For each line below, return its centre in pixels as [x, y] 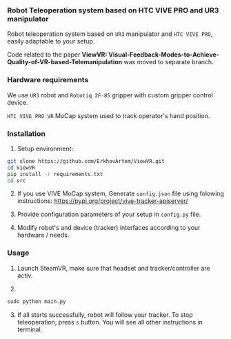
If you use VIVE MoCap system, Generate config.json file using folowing [120, 194]
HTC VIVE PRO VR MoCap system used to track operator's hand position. [109, 115]
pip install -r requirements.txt [55, 174]
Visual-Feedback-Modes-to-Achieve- [164, 55]
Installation [27, 133]
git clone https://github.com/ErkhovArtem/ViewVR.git [86, 161]
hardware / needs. [43, 235]
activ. [25, 275]
